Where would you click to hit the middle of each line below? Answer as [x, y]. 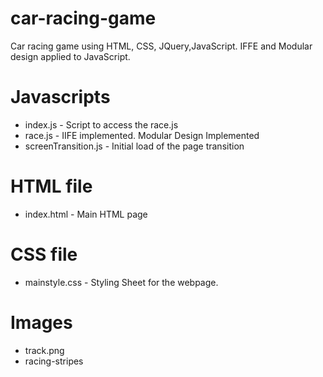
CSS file [44, 254]
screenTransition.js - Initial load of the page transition [134, 146]
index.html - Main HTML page [86, 214]
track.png [44, 350]
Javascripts [60, 97]
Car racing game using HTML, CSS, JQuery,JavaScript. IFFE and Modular [161, 46]
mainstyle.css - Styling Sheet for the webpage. [121, 282]
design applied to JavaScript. [70, 56]
